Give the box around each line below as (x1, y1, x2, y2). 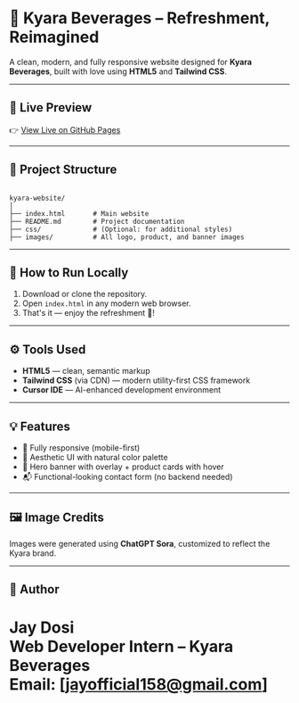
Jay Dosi (9, 617, 75, 638)
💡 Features (9, 418, 71, 434)
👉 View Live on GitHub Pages (9, 124, 121, 135)
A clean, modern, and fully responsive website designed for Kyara (9, 56, 252, 67)
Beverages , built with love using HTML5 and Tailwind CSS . (9, 66, 227, 77)
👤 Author (9, 582, 60, 597)
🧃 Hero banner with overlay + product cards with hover (21, 461, 224, 472)
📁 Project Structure (9, 162, 117, 178)
